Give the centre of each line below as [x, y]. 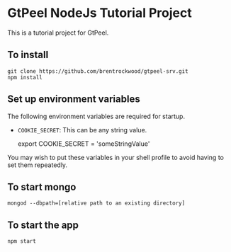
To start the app [43, 225]
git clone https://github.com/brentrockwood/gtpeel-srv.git [98, 71]
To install [28, 55]
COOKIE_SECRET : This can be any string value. [82, 130]
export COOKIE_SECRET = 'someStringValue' [84, 144]
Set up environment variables [74, 99]
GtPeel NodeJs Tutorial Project [100, 13]
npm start [22, 241]
